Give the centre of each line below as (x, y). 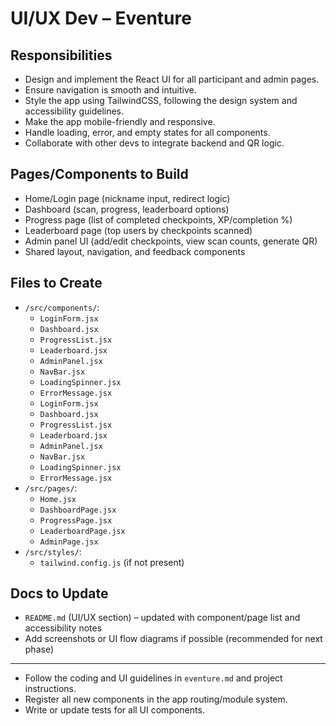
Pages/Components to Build (99, 174)
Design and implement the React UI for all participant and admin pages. (172, 79)
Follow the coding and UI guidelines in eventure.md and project (153, 678)
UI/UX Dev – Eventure (101, 18)
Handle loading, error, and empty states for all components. (147, 132)
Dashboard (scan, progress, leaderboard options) (127, 209)
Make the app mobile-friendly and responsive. (120, 121)
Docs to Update (59, 593)
